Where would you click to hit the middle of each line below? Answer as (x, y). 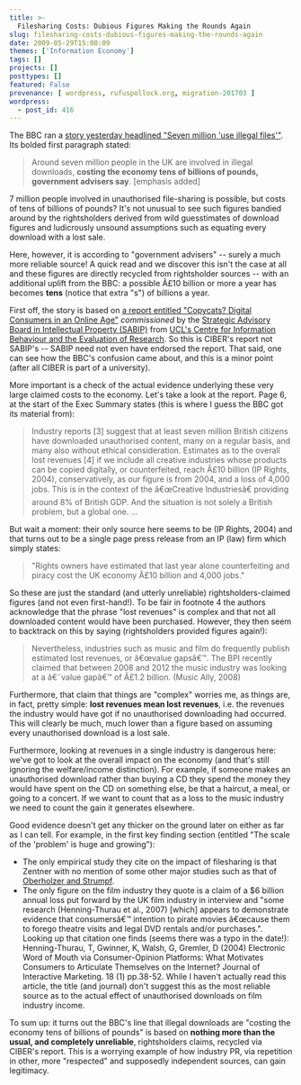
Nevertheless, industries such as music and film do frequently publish (160, 648)
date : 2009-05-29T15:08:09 (60, 43)
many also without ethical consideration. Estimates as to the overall (155, 450)
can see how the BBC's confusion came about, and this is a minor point (142, 358)
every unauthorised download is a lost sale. (90, 733)
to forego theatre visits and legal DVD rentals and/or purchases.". (142, 929)
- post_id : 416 (46, 110)
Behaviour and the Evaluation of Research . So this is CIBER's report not (141, 339)
